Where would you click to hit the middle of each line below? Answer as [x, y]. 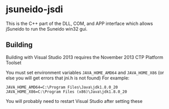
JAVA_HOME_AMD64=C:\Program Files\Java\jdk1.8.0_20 [62, 87]
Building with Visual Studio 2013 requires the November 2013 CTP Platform [85, 57]
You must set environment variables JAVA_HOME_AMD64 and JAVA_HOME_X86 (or [85, 72]
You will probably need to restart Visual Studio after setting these [74, 101]
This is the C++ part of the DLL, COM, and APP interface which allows [79, 23]
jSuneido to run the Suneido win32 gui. [47, 29]
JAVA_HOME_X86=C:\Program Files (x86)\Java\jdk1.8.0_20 [66, 92]
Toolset [14, 63]
